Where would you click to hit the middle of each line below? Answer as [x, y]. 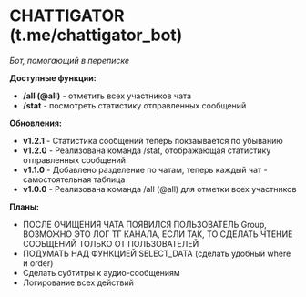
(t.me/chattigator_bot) [96, 35]
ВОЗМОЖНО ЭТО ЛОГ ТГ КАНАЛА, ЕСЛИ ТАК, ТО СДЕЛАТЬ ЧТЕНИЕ [158, 234]
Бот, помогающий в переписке [70, 60]
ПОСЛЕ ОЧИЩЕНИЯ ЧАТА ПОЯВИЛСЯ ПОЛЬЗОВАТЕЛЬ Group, [144, 224]
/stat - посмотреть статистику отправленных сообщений [134, 105]
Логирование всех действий [78, 282]
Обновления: [36, 123]
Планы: [24, 207]
